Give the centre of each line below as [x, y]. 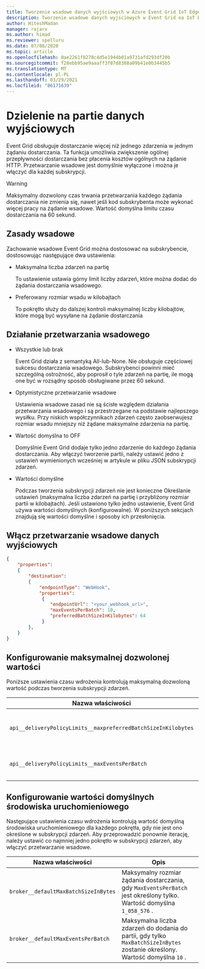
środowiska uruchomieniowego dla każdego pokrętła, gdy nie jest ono [95, 828]
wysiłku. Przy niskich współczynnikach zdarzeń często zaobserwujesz [104, 417]
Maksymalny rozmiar [152, 873]
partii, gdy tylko [144, 936]
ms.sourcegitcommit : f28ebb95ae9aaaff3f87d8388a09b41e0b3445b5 [88, 63]
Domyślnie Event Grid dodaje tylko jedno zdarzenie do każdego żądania [106, 447]
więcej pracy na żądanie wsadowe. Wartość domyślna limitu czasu [90, 208]
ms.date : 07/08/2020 [33, 46]
